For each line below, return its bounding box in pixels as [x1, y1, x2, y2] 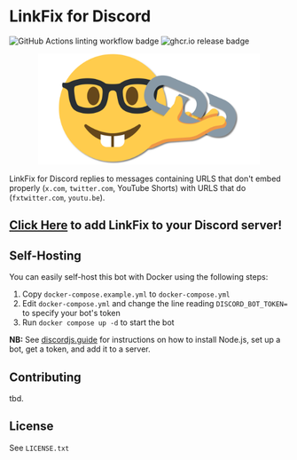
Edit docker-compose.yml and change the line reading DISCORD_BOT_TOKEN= [21, 298, 288, 309]
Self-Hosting [9, 248, 82, 263]
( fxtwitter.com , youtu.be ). [9, 192, 106, 202]
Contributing [9, 369, 82, 385]
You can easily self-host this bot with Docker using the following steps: [9, 272, 269, 282]
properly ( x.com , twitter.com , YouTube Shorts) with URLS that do [9, 182, 246, 193]
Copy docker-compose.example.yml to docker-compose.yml [21, 289, 231, 299]
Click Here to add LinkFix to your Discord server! [9, 218, 282, 233]
